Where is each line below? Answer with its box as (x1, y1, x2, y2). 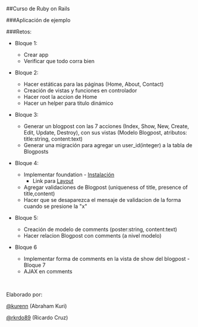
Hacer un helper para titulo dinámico (23, 99, 114, 107)
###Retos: (6, 28, 32, 35)
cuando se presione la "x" (23, 203, 87, 210)
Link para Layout (32, 177, 74, 184)
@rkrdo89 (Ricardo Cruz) (6, 314, 68, 321)
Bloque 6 (14, 244, 37, 251)
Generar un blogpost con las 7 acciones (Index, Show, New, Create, (23, 123, 189, 130)
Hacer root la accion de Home (23, 94, 98, 100)
